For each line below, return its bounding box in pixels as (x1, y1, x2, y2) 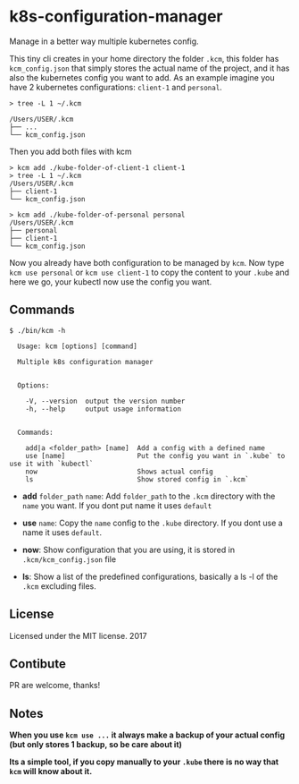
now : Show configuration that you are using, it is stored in (21, 544, 235, 555)
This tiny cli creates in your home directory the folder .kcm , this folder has (9, 53, 279, 64)
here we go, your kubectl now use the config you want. (9, 276, 212, 287)
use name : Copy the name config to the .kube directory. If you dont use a (21, 517, 283, 528)
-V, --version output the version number (25, 396, 186, 405)
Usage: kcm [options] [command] (17, 342, 138, 351)
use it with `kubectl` (9, 459, 94, 468)
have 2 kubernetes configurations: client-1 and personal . (9, 81, 223, 92)
